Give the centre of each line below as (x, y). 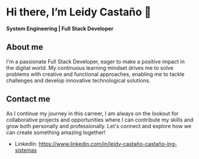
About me (25, 47)
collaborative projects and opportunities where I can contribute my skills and (100, 120)
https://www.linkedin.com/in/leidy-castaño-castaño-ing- (108, 144)
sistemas (26, 150)
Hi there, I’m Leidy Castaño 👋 (79, 12)
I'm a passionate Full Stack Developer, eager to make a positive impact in (96, 61)
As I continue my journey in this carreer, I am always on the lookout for (92, 113)
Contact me (28, 99)
